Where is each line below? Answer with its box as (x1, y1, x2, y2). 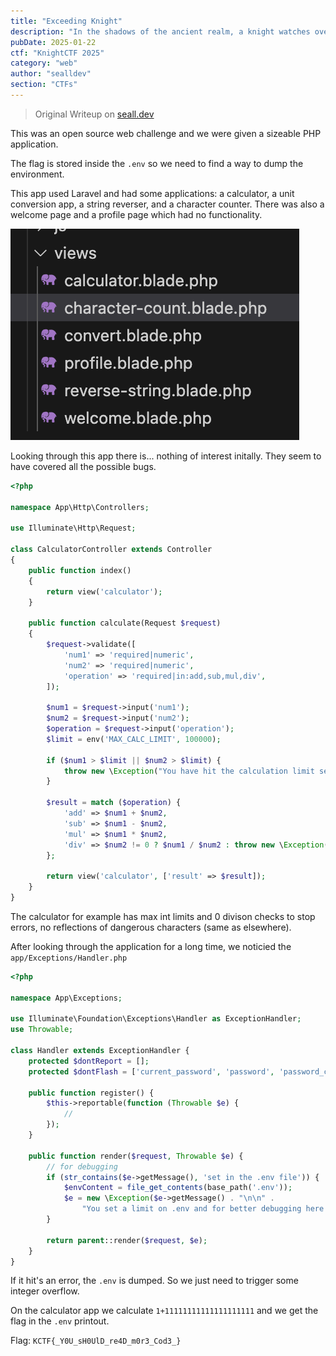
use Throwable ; (10, 1025, 74, 1035)
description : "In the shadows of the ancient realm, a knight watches (10, 26, 311, 37)
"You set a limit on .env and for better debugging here (81, 1204, 325, 1214)
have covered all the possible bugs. (10, 460, 157, 472)
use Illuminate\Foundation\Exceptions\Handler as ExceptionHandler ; (10, 1014, 302, 1024)
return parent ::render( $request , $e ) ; (46, 1235, 208, 1245)
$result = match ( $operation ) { (46, 798, 182, 808)
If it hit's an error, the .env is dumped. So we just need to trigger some (10, 1275, 299, 1287)
